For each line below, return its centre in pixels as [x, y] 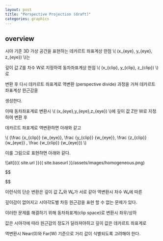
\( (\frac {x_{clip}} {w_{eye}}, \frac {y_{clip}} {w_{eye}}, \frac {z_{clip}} [76, 137]
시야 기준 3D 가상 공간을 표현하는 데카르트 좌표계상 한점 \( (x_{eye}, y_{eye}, [79, 51]
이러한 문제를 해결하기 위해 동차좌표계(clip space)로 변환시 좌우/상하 [71, 213]
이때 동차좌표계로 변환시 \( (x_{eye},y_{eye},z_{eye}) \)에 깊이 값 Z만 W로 [76, 111]
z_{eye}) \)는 [18, 57]
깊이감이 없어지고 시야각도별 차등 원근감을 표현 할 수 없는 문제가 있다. [71, 202]
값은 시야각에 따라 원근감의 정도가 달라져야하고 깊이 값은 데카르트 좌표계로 [76, 223]
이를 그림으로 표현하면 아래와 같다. [38, 153]
